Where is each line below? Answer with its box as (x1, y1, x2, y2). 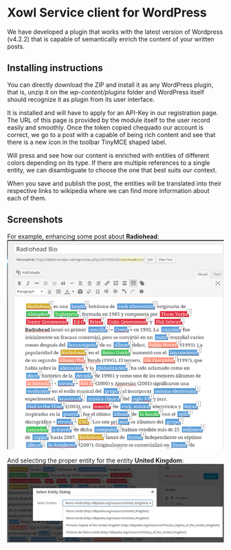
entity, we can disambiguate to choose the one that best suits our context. (7, 165, 217, 174)
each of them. (7, 194, 47, 202)
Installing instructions (7, 62, 103, 74)
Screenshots (7, 214, 63, 225)
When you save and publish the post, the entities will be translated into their (7, 179, 222, 187)
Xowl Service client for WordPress (7, 5, 208, 21)
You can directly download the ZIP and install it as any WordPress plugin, (7, 81, 214, 89)
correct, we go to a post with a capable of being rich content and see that (7, 130, 216, 139)
